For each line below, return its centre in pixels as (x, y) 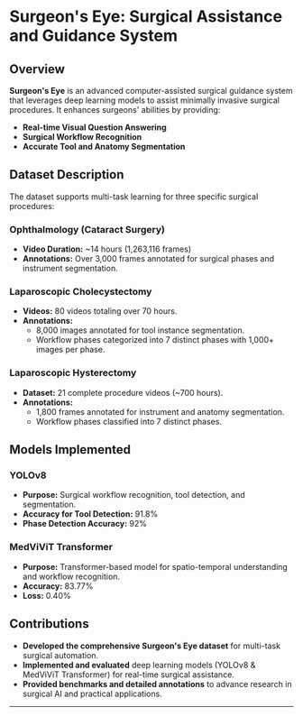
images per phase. (70, 350)
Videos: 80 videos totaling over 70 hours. (100, 311)
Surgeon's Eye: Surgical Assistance (146, 17)
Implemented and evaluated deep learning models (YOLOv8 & (139, 665)
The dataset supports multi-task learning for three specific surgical (134, 197)
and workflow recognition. (71, 576)
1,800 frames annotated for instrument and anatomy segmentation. (160, 411)
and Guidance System (94, 36)
